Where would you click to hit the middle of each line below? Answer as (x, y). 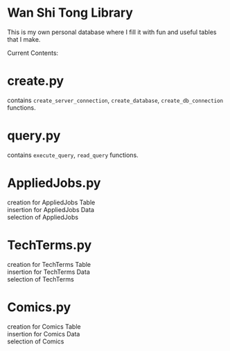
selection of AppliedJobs (43, 217)
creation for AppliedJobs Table (51, 202)
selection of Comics (36, 341)
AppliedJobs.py (54, 183)
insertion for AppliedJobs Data (51, 209)
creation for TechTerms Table (49, 264)
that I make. (24, 39)
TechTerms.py (50, 245)
